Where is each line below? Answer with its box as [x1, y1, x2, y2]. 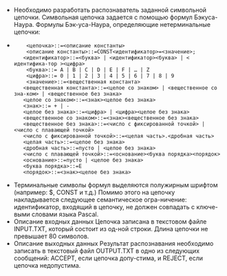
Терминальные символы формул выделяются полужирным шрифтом [13, 181, 218, 189]
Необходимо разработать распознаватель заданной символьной [13, 6, 207, 14]
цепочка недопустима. [13, 262, 81, 269]
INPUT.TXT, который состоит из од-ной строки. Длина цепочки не [13, 225, 208, 233]
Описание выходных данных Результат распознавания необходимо [13, 240, 214, 247]
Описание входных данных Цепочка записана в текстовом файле [13, 217, 207, 226]
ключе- [195, 203, 218, 211]
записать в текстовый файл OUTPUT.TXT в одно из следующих [13, 247, 200, 255]
